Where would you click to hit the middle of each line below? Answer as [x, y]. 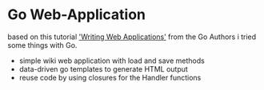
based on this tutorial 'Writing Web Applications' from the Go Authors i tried [132, 37]
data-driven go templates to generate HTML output [104, 68]
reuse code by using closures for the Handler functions [110, 77]
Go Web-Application [76, 15]
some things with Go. [42, 45]
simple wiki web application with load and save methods [112, 61]
